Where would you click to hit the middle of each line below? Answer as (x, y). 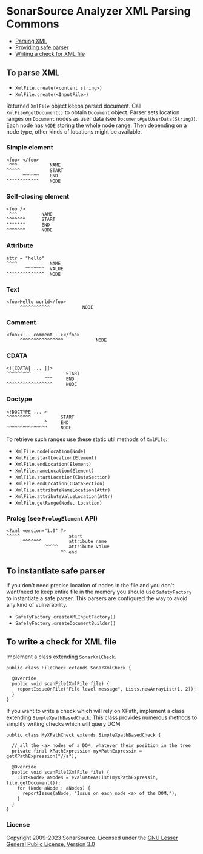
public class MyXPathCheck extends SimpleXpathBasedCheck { (84, 735)
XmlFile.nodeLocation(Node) (50, 451)
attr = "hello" (25, 258)
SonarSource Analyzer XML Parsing (98, 11)
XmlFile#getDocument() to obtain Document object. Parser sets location (93, 112)
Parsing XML (31, 41)
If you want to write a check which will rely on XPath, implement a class (95, 711)
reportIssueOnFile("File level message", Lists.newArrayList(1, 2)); (107, 689)
